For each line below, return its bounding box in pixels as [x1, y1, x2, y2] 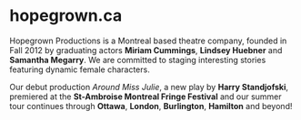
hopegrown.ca [9, 5, 123, 26]
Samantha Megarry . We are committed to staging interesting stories [9, 54, 266, 65]
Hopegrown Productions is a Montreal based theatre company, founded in [9, 35, 287, 46]
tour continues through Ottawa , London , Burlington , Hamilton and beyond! [9, 100, 293, 111]
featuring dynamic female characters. [9, 64, 150, 75]
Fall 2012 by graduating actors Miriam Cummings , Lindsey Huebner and [9, 44, 283, 55]
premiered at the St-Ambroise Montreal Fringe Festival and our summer [9, 91, 282, 102]
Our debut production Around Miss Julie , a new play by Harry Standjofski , [9, 81, 289, 92]
